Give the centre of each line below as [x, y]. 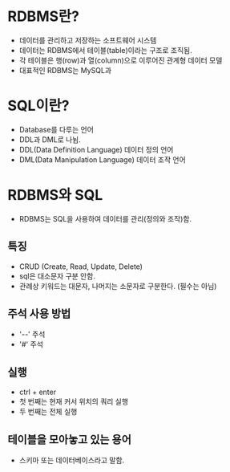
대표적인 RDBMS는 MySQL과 [65, 70]
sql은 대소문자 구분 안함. [57, 276]
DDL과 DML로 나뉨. [50, 139]
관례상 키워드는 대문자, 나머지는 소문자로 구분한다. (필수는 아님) [118, 286]
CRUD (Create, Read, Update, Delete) [81, 267]
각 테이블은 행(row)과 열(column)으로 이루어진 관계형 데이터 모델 [121, 60]
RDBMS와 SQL [55, 195]
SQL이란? [38, 106]
